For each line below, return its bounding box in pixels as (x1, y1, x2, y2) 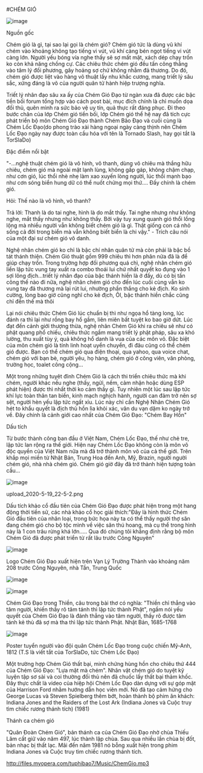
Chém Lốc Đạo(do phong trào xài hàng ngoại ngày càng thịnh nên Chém (6, 123, 187, 130)
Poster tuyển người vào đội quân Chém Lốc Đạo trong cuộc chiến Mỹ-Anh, (6, 642, 192, 649)
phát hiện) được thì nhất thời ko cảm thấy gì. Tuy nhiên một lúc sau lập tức (6, 386, 190, 393)
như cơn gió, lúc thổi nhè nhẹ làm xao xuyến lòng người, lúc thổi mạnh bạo (6, 173, 192, 180)
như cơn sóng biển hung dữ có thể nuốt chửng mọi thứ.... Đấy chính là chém (6, 179, 196, 186)
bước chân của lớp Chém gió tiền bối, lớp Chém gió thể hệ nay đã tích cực (6, 111, 191, 117)
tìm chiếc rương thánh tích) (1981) (6, 705, 89, 712)
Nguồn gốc (6, 29, 34, 36)
